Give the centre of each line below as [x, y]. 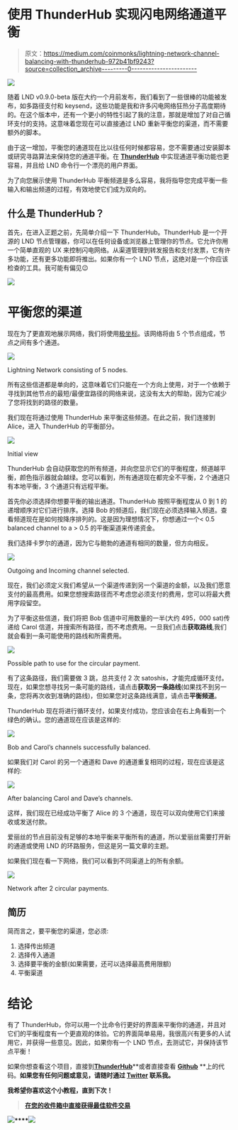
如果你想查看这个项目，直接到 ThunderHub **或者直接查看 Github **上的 [113, 1067]
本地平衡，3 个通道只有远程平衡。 [63, 486]
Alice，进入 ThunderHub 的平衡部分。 [63, 426]
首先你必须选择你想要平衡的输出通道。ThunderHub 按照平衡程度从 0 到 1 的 [117, 501]
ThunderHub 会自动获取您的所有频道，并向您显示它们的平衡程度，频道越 [114, 468]
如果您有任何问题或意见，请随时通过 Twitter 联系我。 [97, 1075]
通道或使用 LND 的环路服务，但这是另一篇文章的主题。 [93, 845]
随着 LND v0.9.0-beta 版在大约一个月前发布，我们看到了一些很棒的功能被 [114, 97]
